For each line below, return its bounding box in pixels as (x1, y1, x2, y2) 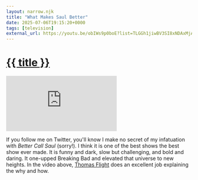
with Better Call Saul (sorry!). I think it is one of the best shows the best (6, 142, 180, 149)
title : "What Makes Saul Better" (6, 14, 88, 20)
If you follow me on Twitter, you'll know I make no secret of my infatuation (6, 136, 186, 143)
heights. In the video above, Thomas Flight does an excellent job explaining (6, 161, 189, 168)
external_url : (6, 31, 41, 37)
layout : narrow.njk (6, 8, 54, 15)
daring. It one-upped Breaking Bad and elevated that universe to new (6, 155, 174, 162)
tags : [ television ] (6, 25, 54, 31)
